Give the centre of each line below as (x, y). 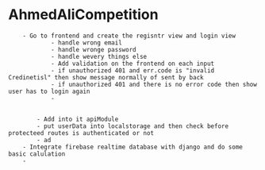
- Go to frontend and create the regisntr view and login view (129, 36)
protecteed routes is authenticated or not (81, 133)
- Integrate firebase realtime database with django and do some (133, 147)
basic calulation (37, 154)
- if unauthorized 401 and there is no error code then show (154, 84)
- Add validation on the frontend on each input (132, 64)
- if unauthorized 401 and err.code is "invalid (132, 70)
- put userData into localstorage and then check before (132, 126)
